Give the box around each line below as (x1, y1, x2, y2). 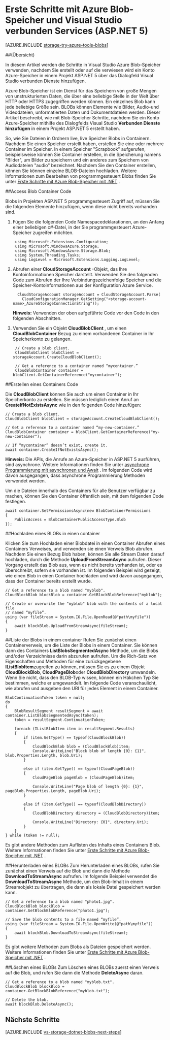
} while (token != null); (5, 833, 60, 838)
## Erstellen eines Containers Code (5, 381, 79, 387)
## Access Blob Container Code (5, 188, 72, 194)
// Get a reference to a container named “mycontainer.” (15, 363, 138, 369)
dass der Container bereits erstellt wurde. (5, 578, 92, 584)
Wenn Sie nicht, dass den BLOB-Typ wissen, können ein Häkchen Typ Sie (5, 674, 159, 680)
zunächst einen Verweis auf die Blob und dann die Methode (5, 867, 130, 874)
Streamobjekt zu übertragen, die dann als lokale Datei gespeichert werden (5, 884, 161, 890)
